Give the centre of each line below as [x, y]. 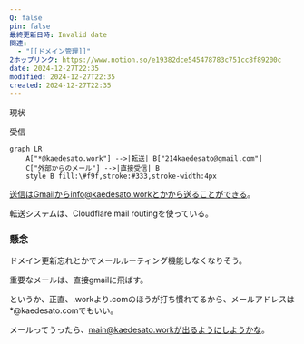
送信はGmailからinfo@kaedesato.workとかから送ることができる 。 [132, 194]
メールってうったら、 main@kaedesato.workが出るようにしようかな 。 [139, 329]
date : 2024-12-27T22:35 [54, 69]
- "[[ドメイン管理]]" [54, 52]
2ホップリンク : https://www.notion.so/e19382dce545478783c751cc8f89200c [146, 60]
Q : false [26, 18]
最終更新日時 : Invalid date [58, 34]
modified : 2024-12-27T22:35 [63, 77]
